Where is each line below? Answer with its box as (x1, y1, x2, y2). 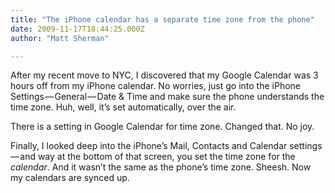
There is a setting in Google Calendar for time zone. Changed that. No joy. (10, 121, 315, 133)
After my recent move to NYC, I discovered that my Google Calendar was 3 (10, 69, 319, 81)
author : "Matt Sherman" (10, 33, 110, 43)
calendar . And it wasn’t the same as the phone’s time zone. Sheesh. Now (10, 161, 312, 173)
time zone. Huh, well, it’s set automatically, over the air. (10, 101, 237, 113)
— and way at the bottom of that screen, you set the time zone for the (10, 151, 296, 163)
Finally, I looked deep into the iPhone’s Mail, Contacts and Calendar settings (10, 140, 323, 152)
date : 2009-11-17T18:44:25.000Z (10, 24, 145, 34)
